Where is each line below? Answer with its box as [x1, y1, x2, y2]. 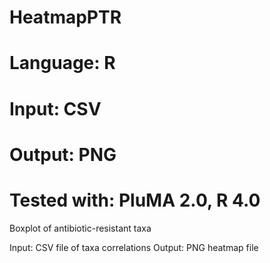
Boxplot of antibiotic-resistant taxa [9, 222, 152, 234]
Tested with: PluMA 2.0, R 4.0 [9, 189, 261, 211]
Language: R [9, 52, 116, 75]
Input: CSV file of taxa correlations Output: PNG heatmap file [9, 241, 259, 253]
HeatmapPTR [9, 6, 122, 29]
